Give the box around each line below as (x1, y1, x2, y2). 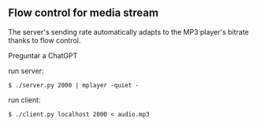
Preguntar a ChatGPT (8, 50, 78, 60)
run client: (8, 94, 41, 105)
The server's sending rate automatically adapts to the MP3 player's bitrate (8, 27, 249, 36)
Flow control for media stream (8, 6, 159, 20)
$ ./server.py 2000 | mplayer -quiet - (8, 81, 140, 89)
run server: (8, 66, 44, 76)
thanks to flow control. (8, 35, 81, 45)
